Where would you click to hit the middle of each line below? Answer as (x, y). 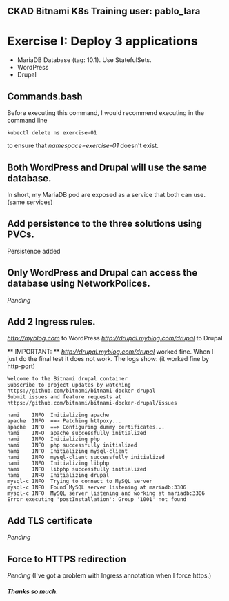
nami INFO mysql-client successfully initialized (86, 458)
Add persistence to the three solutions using (104, 224)
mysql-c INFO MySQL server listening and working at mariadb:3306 (106, 493)
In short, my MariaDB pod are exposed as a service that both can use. (106, 194)
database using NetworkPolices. (79, 284)
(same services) (30, 202)
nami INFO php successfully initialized (72, 445)
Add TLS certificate (50, 521)
